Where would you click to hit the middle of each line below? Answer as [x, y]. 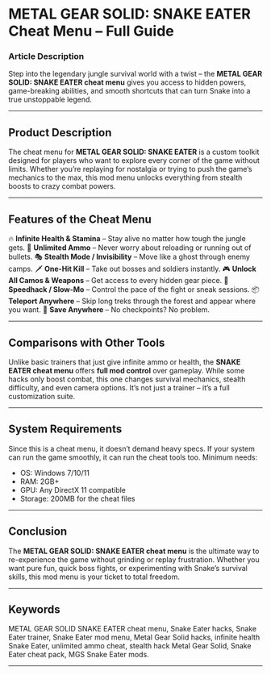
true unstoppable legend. [50, 100]
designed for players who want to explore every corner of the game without [134, 160]
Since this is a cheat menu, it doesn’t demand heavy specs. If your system [132, 448]
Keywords [34, 609]
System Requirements [65, 429]
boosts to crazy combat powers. [62, 186]
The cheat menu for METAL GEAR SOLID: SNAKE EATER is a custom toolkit [134, 152]
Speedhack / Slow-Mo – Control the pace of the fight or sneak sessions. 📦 [134, 290]
